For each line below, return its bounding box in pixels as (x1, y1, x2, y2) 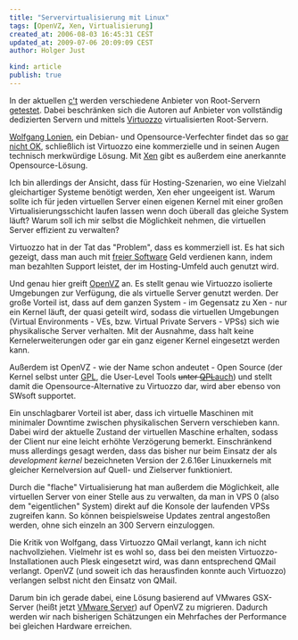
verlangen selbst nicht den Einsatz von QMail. (9, 575, 178, 586)
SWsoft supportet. (9, 390, 77, 401)
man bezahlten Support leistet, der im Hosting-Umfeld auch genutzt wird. (9, 261, 279, 271)
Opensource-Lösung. (9, 160, 88, 170)
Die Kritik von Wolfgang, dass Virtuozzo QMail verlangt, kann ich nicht (9, 536, 267, 547)
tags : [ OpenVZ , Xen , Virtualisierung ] (9, 21, 153, 30)
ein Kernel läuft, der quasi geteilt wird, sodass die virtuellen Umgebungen (9, 306, 279, 317)
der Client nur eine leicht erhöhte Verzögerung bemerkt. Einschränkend (9, 436, 272, 446)
